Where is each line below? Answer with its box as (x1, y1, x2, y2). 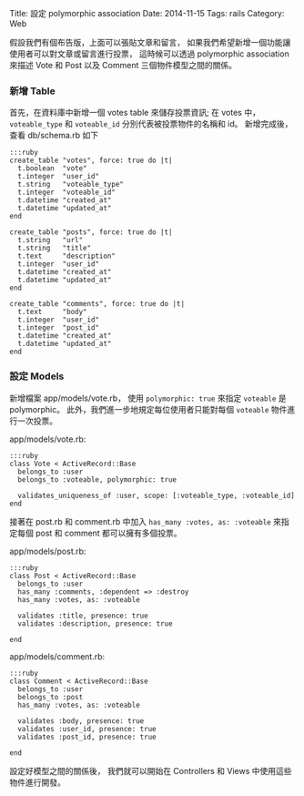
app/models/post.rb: (9, 546, 86, 556)
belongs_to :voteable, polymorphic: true (17, 475, 177, 485)
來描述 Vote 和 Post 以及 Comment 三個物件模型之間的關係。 (9, 60, 237, 70)
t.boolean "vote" (17, 164, 88, 173)
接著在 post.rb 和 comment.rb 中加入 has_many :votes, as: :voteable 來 (9, 515, 282, 526)
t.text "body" (17, 308, 88, 317)
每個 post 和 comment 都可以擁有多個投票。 (16, 527, 182, 538)
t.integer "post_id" (17, 323, 100, 332)
